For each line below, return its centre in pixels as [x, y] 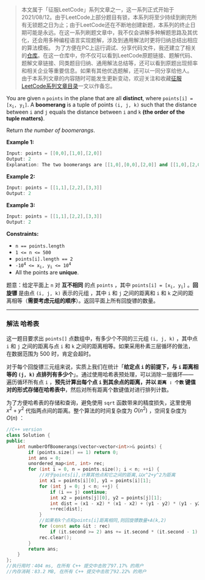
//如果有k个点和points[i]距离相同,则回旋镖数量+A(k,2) [103, 521]
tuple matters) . [26, 119]
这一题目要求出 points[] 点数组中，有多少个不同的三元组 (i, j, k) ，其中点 [102, 338]
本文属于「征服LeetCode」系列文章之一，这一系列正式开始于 [98, 9]
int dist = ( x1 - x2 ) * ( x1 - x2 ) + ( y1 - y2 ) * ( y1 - [121, 504]
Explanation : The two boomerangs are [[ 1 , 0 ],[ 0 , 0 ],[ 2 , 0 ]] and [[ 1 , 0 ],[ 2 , [102, 165]
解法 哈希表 [23, 324]
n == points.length [40, 246]
